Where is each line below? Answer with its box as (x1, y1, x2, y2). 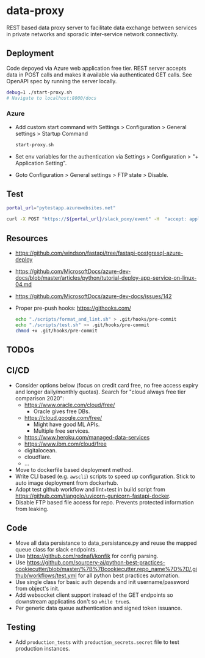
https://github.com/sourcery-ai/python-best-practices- (26, 558, 166, 566)
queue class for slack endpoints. (15, 545, 98, 553)
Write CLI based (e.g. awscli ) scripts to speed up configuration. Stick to (15, 473, 195, 480)
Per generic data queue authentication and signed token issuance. (15, 604, 182, 611)
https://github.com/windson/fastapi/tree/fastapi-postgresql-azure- (15, 249, 184, 257)
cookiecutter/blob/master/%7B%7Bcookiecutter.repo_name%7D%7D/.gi (15, 565, 197, 572)
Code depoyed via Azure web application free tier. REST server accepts (6, 64, 187, 72)
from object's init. (15, 585, 60, 592)
